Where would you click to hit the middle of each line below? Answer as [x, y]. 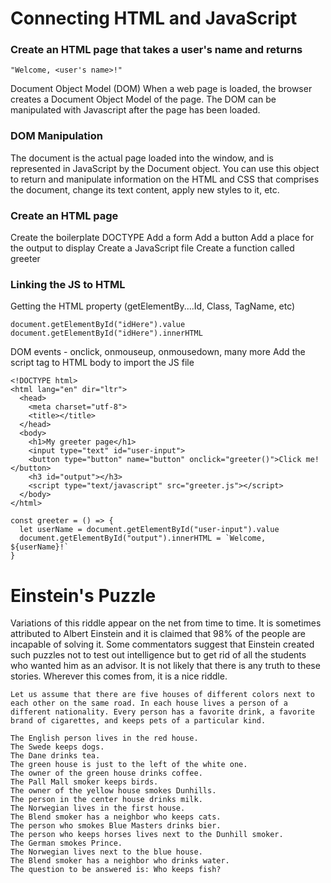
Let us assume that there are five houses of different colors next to [162, 695]
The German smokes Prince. [66, 843]
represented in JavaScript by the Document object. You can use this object [165, 168]
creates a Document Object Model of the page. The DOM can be [143, 99]
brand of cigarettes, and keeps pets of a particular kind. [138, 721]
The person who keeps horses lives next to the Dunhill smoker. [147, 835]
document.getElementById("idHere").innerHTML [106, 333]
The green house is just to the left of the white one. [129, 765]
